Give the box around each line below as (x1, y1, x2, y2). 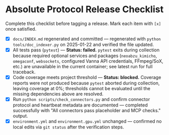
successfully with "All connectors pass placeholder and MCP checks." (12, 107, 161, 114)
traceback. (12, 69, 36, 75)
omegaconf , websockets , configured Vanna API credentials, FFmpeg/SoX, (12, 58, 164, 64)
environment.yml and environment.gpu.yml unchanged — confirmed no (12, 118, 162, 124)
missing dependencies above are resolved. (12, 91, 104, 97)
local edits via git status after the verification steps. (12, 124, 124, 130)
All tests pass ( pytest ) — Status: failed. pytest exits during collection (12, 47, 160, 53)
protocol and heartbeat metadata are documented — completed (12, 102, 148, 108)
